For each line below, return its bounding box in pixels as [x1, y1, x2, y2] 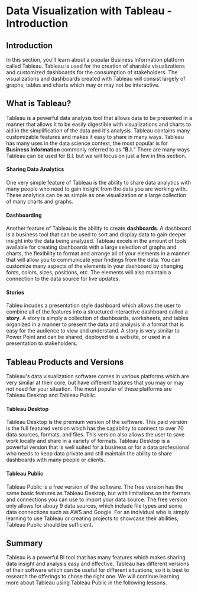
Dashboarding [6, 211, 43, 219]
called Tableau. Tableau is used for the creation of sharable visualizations [6, 62, 185, 69]
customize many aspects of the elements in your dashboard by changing [6, 262, 184, 270]
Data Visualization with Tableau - [6, 4, 173, 18]
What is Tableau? [6, 99, 72, 109]
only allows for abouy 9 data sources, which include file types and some [6, 502, 182, 509]
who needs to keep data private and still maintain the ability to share [6, 450, 173, 457]
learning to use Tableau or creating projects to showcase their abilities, [6, 515, 179, 522]
